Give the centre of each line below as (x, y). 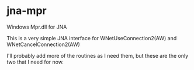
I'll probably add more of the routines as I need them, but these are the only (98, 55)
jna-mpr (27, 11)
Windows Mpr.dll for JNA (37, 27)
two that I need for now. (35, 62)
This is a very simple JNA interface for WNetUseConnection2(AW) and (92, 38)
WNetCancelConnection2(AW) (44, 44)
